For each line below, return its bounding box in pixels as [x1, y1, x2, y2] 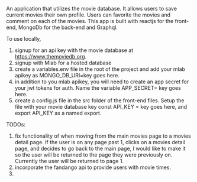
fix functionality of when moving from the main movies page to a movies [14, 132, 191, 139]
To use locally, [6, 35, 41, 42]
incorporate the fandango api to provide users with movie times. [14, 164, 172, 171]
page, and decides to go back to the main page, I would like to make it [14, 145, 186, 152]
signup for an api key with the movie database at [14, 47, 134, 54]
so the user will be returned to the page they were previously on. [14, 151, 173, 158]
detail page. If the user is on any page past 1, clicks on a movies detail [14, 139, 185, 145]
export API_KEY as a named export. [14, 109, 102, 116]
